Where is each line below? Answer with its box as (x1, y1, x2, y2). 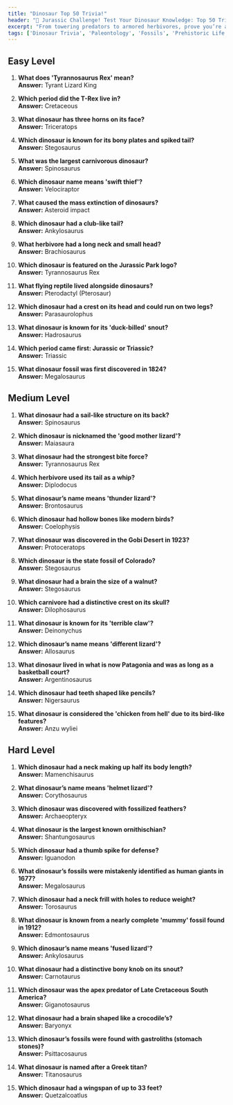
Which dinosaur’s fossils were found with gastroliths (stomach (17, 1034, 203, 1043)
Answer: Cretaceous (17, 102, 78, 110)
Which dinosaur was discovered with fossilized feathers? (17, 804, 187, 812)
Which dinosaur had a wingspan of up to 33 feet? (17, 1083, 162, 1092)
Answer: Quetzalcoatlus (17, 1090, 88, 1099)
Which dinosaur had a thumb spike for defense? (17, 846, 159, 854)
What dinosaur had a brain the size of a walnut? (17, 577, 158, 585)
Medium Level (8, 393, 70, 404)
